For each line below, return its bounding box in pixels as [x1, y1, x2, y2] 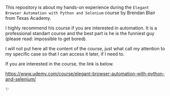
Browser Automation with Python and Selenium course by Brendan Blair [5, 10, 156, 16]
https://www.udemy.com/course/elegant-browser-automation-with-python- [5, 71, 165, 77]
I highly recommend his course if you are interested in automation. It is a [5, 25, 157, 31]
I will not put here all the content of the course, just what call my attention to [5, 46, 165, 51]
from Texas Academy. [5, 15, 52, 21]
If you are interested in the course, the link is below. [5, 61, 114, 67]
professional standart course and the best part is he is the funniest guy [5, 30, 155, 36]
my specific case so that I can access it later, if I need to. [5, 51, 125, 57]
